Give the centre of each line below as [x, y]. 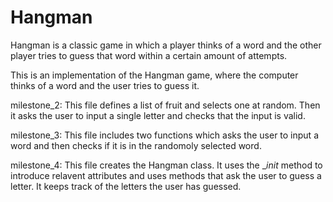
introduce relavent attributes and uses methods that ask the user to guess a [166, 175]
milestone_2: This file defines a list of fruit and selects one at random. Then [165, 105]
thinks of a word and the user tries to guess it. [105, 85]
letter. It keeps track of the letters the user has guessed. [126, 186]
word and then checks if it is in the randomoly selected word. [136, 145]
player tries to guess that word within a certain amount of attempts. [149, 55]
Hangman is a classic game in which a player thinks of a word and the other [166, 45]
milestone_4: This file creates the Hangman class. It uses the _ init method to [166, 165]
